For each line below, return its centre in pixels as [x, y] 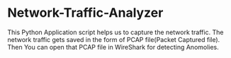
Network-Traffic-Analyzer [85, 13]
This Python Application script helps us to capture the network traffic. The [115, 32]
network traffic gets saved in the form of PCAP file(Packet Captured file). [114, 39]
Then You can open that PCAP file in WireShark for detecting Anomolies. [113, 47]
